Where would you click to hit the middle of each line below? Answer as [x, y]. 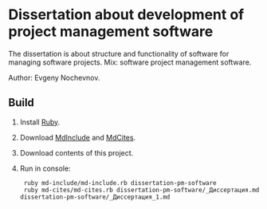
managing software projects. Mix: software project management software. [130, 62]
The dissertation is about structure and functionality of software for [119, 53]
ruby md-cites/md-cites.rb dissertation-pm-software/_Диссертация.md [141, 190]
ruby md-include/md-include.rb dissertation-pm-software [120, 183]
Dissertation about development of [126, 15]
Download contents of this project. [77, 152]
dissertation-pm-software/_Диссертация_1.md [95, 197]
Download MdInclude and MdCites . [78, 137]
